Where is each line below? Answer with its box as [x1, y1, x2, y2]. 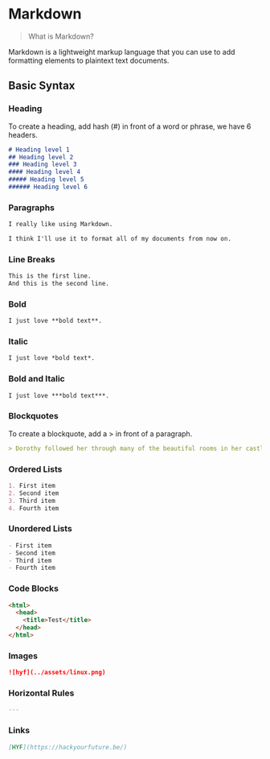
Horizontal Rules [8, 687, 75, 699]
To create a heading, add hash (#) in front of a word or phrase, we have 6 [8, 122, 252, 131]
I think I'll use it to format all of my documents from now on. [8, 235, 231, 243]
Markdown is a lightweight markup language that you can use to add [8, 47, 235, 56]
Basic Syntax [8, 79, 76, 93]
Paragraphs [8, 202, 55, 213]
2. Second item [8, 489, 59, 497]
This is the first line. [8, 272, 92, 280]
